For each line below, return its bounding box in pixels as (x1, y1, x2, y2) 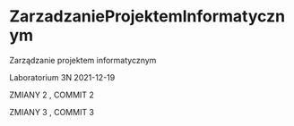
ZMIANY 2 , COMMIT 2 (9, 89, 94, 100)
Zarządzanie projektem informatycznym (9, 55, 157, 65)
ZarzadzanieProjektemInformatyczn (9, 6, 285, 27)
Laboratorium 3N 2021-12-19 (9, 71, 116, 82)
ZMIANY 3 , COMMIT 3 (9, 106, 95, 117)
